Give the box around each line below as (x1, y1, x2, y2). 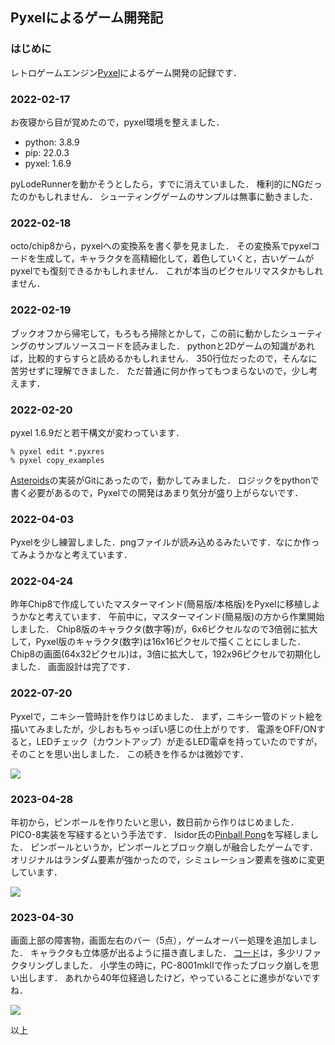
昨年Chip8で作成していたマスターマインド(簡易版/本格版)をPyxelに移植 (10, 598, 303, 610)
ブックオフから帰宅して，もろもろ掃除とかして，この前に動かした (10, 327, 281, 339)
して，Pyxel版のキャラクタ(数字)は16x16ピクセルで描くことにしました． (10, 636, 307, 648)
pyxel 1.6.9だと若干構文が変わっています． (10, 426, 185, 438)
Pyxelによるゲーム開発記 (10, 9, 163, 27)
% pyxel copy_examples (10, 455, 105, 465)
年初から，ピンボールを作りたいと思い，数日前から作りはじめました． (10, 816, 300, 828)
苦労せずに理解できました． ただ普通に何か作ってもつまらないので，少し (10, 364, 310, 377)
